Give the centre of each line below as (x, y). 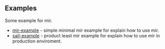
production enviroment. (37, 41)
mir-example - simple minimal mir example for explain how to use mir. (86, 30)
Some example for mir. (28, 20)
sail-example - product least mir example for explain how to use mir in (86, 35)
